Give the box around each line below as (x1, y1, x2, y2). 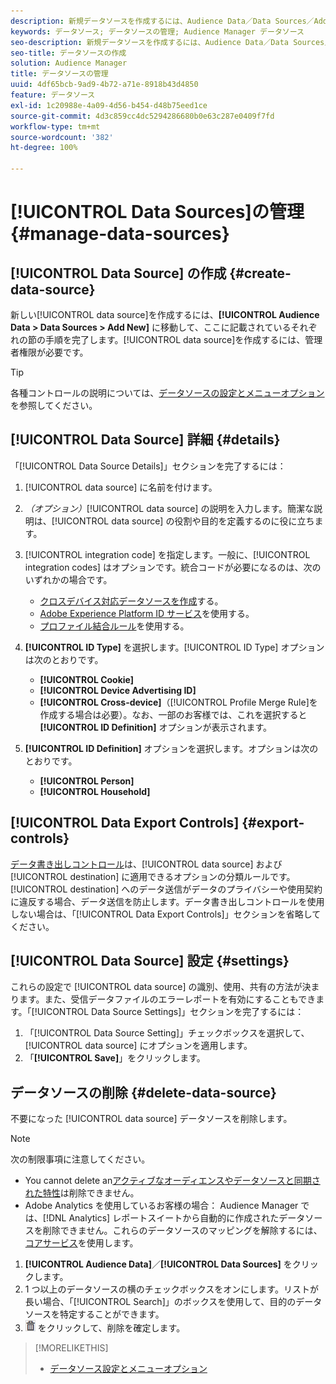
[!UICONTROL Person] (39, 775, 135, 787)
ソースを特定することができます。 (24, 1308, 165, 1320)
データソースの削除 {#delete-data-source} (10, 1084, 277, 1101)
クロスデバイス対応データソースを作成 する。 (39, 595, 224, 607)
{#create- (229, 265, 292, 282)
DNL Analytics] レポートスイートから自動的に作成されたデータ (48, 1212, 306, 1224)
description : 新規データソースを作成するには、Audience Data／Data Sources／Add (10, 16, 328, 26)
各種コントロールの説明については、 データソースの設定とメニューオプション (10, 387, 325, 399)
